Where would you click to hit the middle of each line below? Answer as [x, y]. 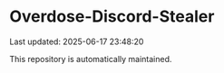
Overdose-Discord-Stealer [112, 17]
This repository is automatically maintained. [91, 59]
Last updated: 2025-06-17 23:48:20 [77, 41]
